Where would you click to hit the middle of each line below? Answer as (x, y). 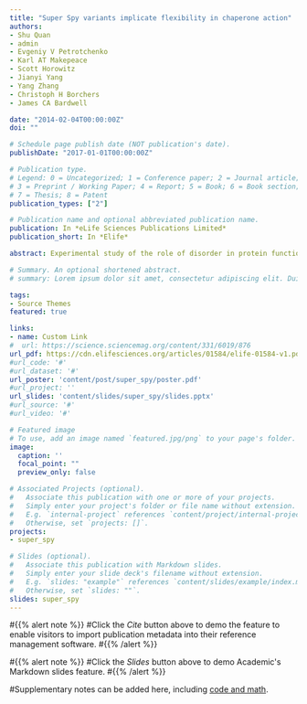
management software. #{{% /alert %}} (84, 645)
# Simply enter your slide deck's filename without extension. (136, 573)
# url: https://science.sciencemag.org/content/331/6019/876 (130, 346)
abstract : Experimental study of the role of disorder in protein (138, 253)
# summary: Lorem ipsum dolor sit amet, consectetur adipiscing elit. (147, 278)
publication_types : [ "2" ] (58, 203)
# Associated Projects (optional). (77, 489)
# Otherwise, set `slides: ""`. (75, 591)
